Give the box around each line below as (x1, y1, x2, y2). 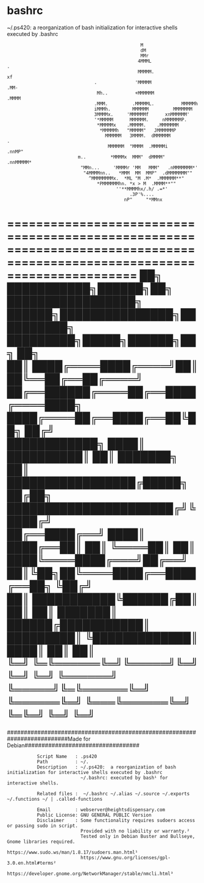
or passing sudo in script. (7, 823, 79, 829)
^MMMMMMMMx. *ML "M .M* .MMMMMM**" (88, 175, 185, 181)
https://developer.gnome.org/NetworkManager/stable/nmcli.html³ (7, 870, 174, 877)
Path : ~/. (37, 759, 89, 765)
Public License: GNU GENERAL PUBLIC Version (37, 812, 152, 818)
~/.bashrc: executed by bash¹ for (80, 775, 168, 781)
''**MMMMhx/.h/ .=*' (116, 186, 168, 192)
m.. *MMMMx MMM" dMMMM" (77, 153, 166, 160)
